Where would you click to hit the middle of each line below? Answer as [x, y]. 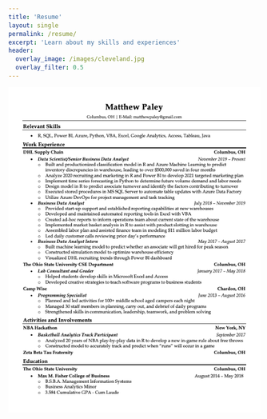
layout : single [34, 25]
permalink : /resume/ [43, 34]
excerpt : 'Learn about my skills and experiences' [94, 42]
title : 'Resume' [35, 17]
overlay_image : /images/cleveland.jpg [80, 59]
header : [21, 51]
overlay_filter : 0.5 [50, 68]
